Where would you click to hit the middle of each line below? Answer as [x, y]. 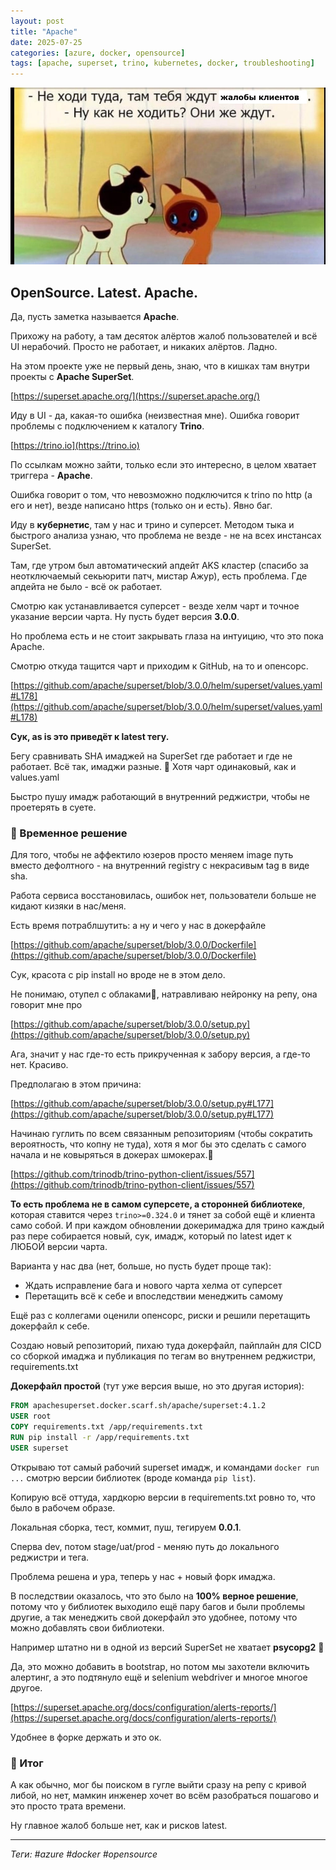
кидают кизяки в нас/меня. [68, 906]
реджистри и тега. [50, 1557]
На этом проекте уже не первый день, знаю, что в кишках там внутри [160, 366]
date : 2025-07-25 [46, 42]
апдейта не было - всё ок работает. [86, 587]
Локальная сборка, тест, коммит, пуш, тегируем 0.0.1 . [126, 1527]
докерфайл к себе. [50, 1326]
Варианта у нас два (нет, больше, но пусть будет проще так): [141, 1266]
